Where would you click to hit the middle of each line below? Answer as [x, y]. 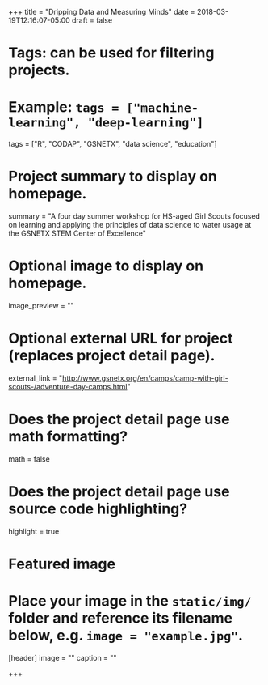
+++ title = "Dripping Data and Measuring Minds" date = [102, 12]
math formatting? [68, 437]
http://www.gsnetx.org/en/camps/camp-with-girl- [145, 378]
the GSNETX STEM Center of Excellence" [77, 233]
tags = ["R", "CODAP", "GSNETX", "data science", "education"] [113, 144]
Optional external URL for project [121, 338]
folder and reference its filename [120, 618]
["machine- [163, 108]
